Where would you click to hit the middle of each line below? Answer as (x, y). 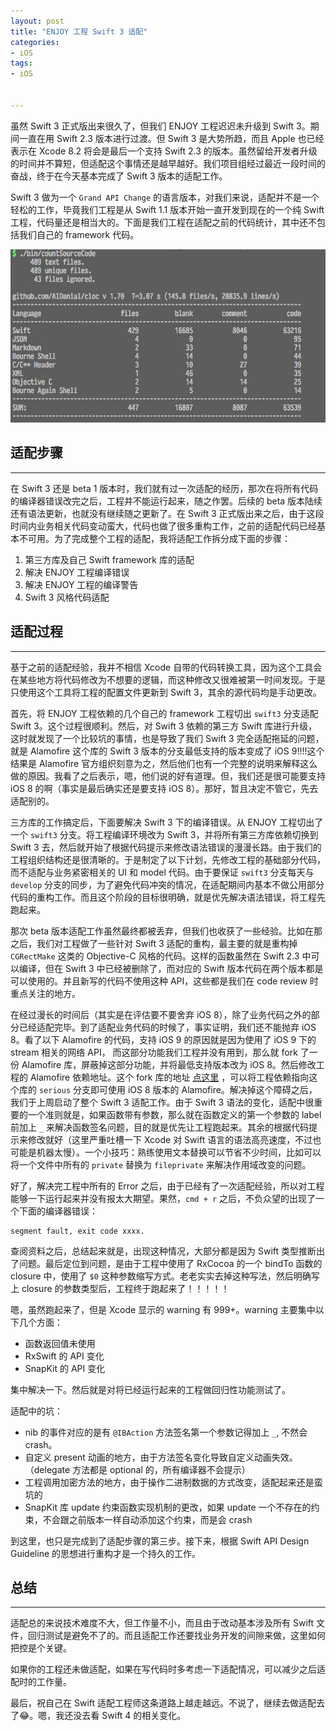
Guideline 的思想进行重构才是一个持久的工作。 (105, 1553)
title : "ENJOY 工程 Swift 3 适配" (79, 31)
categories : (35, 42)
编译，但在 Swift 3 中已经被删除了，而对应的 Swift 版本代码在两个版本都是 (171, 968)
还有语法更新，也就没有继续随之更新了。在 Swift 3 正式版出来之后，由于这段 (167, 513)
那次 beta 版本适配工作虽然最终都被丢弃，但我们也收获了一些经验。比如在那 (166, 931)
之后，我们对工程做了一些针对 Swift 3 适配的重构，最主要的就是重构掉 (154, 943)
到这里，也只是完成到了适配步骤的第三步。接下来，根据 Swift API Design (160, 1541)
